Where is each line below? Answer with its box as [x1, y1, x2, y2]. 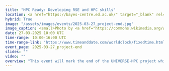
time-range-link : [5, 40, 42, 45]
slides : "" [5, 49, 28, 54]
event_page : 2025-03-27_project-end [5, 44, 82, 49]
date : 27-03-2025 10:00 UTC [5, 30, 64, 35]
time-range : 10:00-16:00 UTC [5, 35, 66, 40]
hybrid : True [5, 16, 33, 21]
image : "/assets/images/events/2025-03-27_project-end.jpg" [5, 21, 134, 26]
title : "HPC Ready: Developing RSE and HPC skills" [5, 7, 116, 12]
